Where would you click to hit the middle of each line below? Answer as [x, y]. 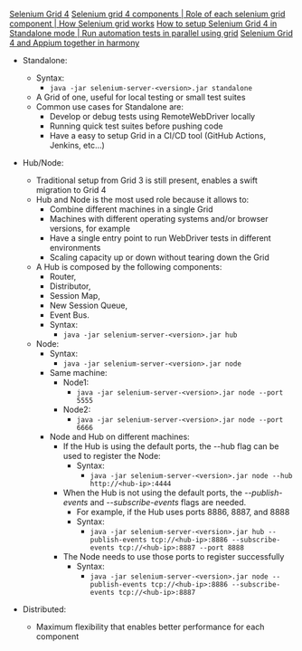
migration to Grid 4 [71, 190]
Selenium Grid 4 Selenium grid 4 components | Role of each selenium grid [147, 14]
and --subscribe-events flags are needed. [168, 502]
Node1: [76, 382]
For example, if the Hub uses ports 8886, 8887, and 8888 [183, 512]
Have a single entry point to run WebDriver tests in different [160, 238]
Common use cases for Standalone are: [109, 107]
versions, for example [90, 228]
